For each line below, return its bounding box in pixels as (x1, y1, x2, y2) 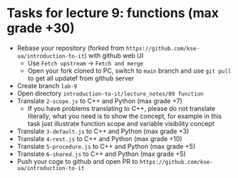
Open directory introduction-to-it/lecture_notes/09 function (16, 89, 204, 98)
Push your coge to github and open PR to (16, 157, 138, 165)
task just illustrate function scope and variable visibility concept (27, 119, 214, 127)
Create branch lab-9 (16, 81, 78, 90)
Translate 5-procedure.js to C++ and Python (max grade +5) (16, 142, 196, 150)
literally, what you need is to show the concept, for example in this (27, 112, 222, 120)
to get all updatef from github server (27, 73, 135, 83)
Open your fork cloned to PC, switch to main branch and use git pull (27, 66, 232, 75)
